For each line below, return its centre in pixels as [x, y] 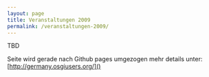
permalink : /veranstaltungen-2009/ [58, 26]
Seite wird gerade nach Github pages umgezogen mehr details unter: [105, 59]
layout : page [26, 13]
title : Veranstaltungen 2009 [49, 20]
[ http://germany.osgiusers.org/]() [54, 67]
